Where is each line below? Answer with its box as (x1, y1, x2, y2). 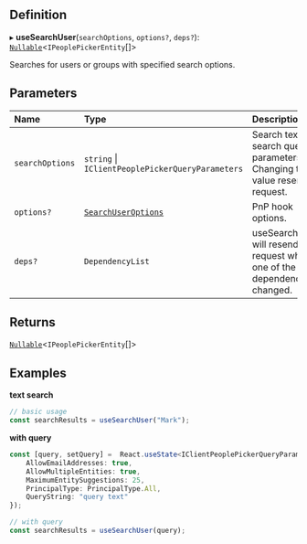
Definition (9, 7, 67, 23)
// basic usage (9, 407, 68, 417)
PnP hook (251, 200, 294, 213)
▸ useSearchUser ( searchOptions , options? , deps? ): (9, 31, 200, 42)
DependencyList (83, 256, 150, 266)
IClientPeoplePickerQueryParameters (83, 164, 244, 174)
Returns (9, 315, 57, 330)
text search (9, 389, 54, 400)
